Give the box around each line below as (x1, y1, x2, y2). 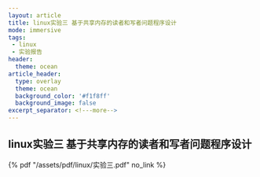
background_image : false (15, 99, 97, 107)
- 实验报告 (11, 48, 43, 56)
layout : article (8, 11, 61, 20)
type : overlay (15, 77, 61, 85)
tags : (8, 33, 26, 42)
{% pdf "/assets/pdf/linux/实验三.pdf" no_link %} (8, 160, 167, 169)
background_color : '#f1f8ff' (15, 92, 111, 100)
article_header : (8, 70, 61, 78)
